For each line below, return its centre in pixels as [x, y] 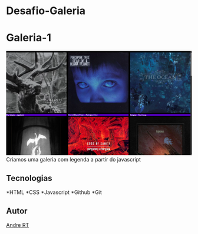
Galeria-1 [29, 38]
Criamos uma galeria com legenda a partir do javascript [74, 160]
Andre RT [18, 225]
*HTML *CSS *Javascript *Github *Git [54, 192]
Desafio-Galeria [46, 11]
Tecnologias [29, 178]
